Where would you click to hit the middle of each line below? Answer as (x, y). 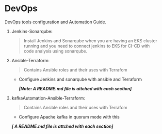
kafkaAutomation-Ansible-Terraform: (48, 98)
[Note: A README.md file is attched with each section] (75, 88)
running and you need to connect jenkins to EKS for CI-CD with (87, 46)
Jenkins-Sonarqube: (32, 31)
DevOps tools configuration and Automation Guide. (56, 22)
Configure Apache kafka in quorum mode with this (69, 117)
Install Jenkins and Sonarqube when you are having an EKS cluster (90, 41)
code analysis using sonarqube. (56, 51)
